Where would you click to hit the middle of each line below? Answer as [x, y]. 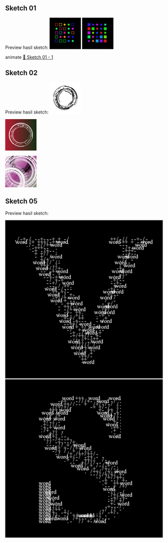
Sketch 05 [21, 201]
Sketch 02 [21, 73]
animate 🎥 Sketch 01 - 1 [29, 57]
